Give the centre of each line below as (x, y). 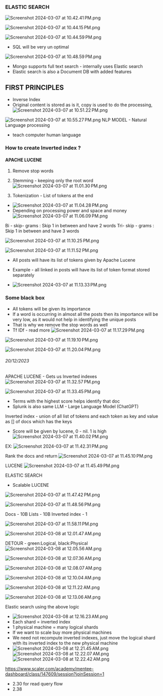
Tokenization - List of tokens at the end (53, 196)
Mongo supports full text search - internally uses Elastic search (78, 67)
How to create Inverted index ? (43, 148)
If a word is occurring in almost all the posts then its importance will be (85, 314)
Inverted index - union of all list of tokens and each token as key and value (82, 416)
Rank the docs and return (31, 456)
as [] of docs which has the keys (39, 421)
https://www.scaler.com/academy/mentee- (49, 668)
